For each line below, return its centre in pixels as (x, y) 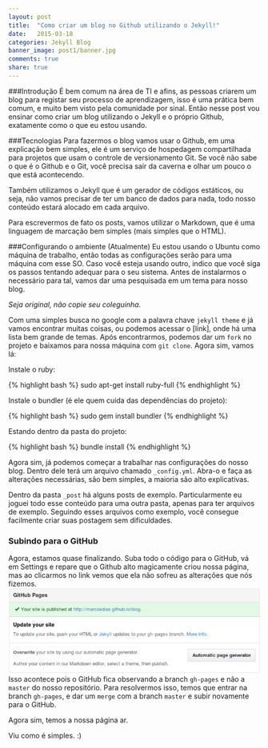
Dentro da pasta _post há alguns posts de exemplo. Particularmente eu (125, 495)
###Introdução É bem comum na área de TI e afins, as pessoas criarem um (132, 91)
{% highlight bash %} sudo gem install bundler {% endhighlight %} (118, 416)
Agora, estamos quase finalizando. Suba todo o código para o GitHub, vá (129, 559)
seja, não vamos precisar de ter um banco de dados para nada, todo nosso (132, 198)
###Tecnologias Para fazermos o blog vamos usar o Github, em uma (122, 141)
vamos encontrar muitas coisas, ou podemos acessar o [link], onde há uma (132, 328)
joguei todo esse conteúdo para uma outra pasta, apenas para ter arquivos (132, 503)
